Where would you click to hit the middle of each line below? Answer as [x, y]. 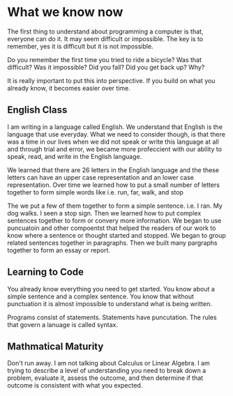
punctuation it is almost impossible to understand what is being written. [110, 303]
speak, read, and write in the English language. [75, 156]
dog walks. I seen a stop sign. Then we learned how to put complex [104, 213]
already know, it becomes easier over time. [69, 88]
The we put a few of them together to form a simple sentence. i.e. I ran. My [115, 206]
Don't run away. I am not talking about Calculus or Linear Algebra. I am [109, 363]
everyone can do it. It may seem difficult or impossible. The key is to [105, 38]
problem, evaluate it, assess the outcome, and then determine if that [105, 378]
